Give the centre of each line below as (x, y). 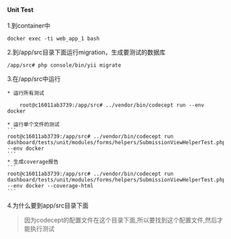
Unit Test (20, 10)
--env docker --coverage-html (51, 186)
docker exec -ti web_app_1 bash (53, 39)
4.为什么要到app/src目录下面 (48, 205)
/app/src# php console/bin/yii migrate (64, 65)
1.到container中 (29, 26)
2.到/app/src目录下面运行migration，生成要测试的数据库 (87, 52)
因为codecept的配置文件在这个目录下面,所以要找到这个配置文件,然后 (121, 220)
